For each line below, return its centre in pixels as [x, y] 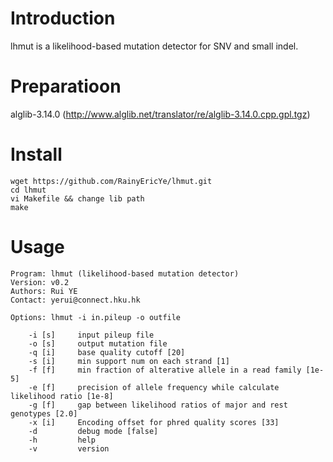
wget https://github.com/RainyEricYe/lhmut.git [111, 181]
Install [36, 154]
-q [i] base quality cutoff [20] [107, 352]
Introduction [63, 18]
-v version [69, 448]
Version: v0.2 [40, 282]
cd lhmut [28, 190]
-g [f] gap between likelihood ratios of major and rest [158, 405]
